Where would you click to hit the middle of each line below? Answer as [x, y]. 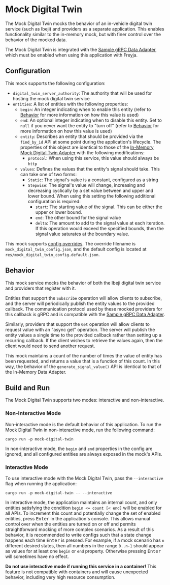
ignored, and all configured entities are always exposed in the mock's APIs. [84, 454]
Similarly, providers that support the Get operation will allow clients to [78, 324]
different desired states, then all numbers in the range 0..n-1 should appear [84, 545]
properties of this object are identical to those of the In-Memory [87, 147]
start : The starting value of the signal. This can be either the [99, 207]
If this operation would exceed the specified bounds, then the [99, 228]
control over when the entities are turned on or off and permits [71, 524]
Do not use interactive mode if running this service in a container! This [81, 566]
